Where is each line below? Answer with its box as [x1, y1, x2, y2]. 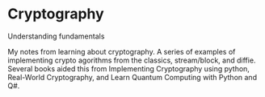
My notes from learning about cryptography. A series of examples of [7, 46, 236, 56]
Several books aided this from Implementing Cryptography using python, [7, 63, 250, 73]
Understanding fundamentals [7, 31, 105, 41]
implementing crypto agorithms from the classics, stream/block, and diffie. [7, 55, 256, 65]
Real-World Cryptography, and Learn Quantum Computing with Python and [7, 72, 258, 82]
